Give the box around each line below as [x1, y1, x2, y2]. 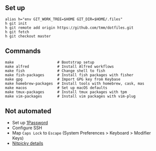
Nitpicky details [12, 140, 44, 146]
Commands [5, 47, 41, 55]
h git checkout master [5, 34, 51, 38]
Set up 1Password [12, 120, 48, 126]
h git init [5, 21, 27, 26]
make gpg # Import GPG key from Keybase [5, 77, 121, 82]
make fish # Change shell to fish [5, 68, 105, 73]
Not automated [5, 107, 52, 116]
